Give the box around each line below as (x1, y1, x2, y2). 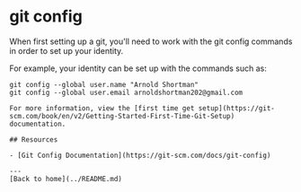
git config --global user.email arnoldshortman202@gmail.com (9, 88, 243, 97)
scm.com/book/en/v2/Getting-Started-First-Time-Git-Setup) (9, 111, 235, 120)
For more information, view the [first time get (9, 103, 195, 113)
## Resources (9, 135, 58, 144)
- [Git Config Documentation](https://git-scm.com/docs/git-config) (9, 151, 271, 160)
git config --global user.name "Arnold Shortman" (9, 80, 199, 89)
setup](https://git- (198, 103, 276, 113)
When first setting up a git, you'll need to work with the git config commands (9, 36, 293, 47)
